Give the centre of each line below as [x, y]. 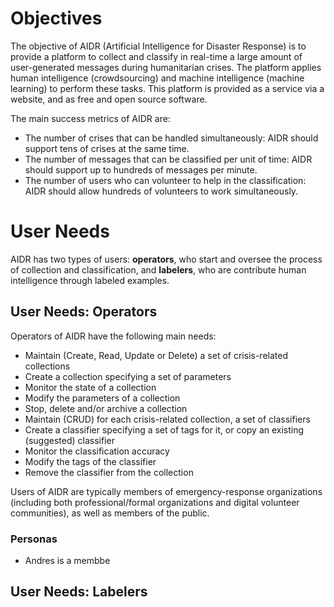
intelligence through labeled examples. [90, 280]
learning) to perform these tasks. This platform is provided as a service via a [167, 88]
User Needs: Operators [84, 312]
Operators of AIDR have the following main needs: [113, 336]
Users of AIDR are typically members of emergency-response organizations [166, 491]
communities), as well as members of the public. [110, 513]
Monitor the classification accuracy [97, 451]
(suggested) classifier [69, 440]
